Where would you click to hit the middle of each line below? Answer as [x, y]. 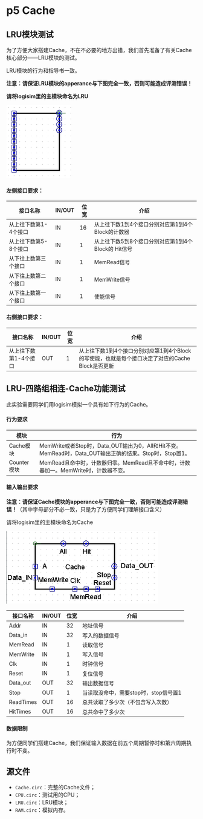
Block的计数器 [112, 231]
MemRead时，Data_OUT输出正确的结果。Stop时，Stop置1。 [114, 453]
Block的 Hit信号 [113, 249]
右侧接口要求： [25, 317]
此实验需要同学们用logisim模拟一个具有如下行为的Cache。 [79, 404]
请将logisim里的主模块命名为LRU [47, 96]
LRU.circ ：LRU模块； [42, 803]
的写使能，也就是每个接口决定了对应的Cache [134, 359]
